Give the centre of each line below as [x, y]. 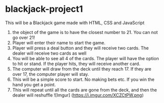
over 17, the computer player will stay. [51, 74]
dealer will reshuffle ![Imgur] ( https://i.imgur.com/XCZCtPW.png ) [78, 95]
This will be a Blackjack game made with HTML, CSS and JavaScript [75, 23]
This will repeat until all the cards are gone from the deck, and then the [84, 90]
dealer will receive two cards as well [49, 53]
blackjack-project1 [44, 9]
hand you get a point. [34, 84]
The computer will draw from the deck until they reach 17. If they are [82, 69]
